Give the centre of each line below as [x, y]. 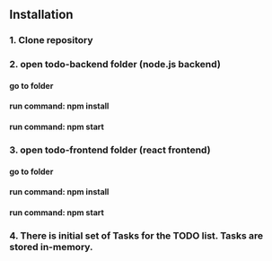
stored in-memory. [51, 247]
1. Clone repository [51, 40]
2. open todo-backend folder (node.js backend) [115, 65]
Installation [41, 15]
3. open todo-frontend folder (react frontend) [110, 150]
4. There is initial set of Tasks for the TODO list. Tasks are [136, 235]
